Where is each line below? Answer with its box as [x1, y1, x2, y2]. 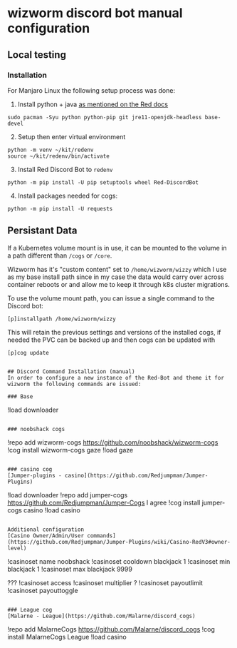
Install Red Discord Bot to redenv [17, 165, 113, 173]
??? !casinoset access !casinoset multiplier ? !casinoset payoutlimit [7, 578, 203, 587]
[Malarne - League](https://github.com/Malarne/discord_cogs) [7, 612, 196, 619]
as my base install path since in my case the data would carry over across [7, 273, 224, 281]
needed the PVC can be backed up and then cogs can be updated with [7, 335, 216, 344]
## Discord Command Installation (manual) [7, 368, 135, 375]
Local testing [7, 49, 66, 61]
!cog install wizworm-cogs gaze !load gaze [7, 445, 134, 454]
